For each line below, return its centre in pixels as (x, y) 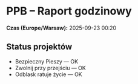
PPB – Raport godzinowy (69, 11)
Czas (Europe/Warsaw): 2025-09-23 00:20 (61, 28)
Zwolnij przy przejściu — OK (50, 68)
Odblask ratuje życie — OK (49, 74)
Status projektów (39, 47)
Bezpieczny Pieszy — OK (47, 61)
